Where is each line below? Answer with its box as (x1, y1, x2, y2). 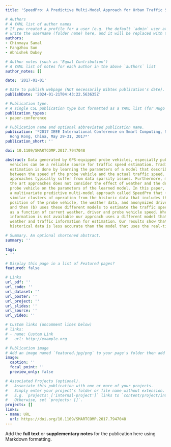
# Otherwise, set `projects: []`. (5, 397, 83, 403)
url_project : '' (5, 298, 40, 304)
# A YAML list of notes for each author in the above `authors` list (5, 64, 156, 69)
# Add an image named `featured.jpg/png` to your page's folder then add (5, 350, 165, 356)
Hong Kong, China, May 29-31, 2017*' (10, 134, 90, 139)
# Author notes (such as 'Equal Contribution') (5, 59, 108, 64)
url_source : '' (5, 308, 38, 313)
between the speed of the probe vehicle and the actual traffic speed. (10, 172, 165, 177)
